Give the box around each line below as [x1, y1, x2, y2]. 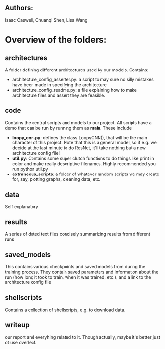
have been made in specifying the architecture [12, 81, 107, 88]
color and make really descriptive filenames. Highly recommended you [12, 160, 156, 167]
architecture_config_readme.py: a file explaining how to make [12, 87, 137, 93]
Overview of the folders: [5, 35, 107, 45]
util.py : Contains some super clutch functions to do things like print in [12, 155, 154, 161]
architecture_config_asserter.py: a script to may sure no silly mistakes [12, 76, 154, 82]
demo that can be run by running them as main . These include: [5, 125, 133, 131]
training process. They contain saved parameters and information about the [5, 269, 159, 275]
